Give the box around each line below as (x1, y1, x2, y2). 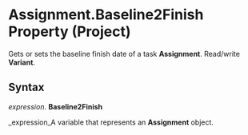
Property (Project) (8, 22, 131, 41)
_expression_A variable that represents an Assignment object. (8, 117, 214, 127)
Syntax (8, 81, 45, 94)
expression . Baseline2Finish (8, 101, 103, 111)
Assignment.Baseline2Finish (8, 6, 204, 24)
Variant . (8, 58, 36, 67)
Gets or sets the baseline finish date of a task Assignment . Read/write (8, 49, 240, 58)
